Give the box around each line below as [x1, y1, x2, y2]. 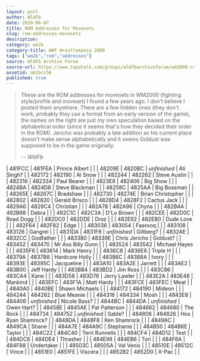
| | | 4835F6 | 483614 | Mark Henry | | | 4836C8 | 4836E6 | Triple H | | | [6, 247, 181, 255]
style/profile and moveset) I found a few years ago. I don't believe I [20, 98, 186, 105]
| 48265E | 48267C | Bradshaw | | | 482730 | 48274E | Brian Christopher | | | [6, 190, 193, 197]
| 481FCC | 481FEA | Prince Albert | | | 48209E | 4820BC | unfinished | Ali [6, 165, 186, 172]
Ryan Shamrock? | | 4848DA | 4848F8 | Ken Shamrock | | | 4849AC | [6, 316, 175, 324]
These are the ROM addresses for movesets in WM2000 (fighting [20, 92, 182, 99]
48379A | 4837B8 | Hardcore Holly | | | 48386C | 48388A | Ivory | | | [6, 253, 174, 260]
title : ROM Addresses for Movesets [6, 25, 95, 32]
